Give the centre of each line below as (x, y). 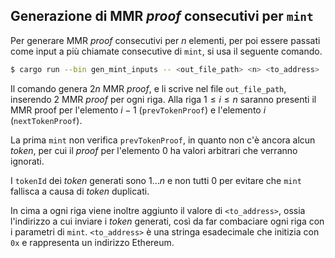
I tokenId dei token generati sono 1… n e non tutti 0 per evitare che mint (156, 180)
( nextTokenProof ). (46, 120)
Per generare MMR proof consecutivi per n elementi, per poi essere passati (165, 40)
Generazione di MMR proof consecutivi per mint (162, 16)
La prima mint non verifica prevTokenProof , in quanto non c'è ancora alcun (163, 140)
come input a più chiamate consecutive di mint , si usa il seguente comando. (166, 51)
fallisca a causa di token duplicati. (80, 191)
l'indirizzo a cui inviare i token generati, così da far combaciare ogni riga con (167, 221)
